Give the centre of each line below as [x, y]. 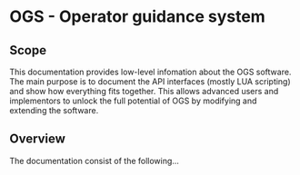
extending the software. [54, 110]
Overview [38, 139]
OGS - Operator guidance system [137, 17]
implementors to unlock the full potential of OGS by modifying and [133, 101]
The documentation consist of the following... [95, 160]
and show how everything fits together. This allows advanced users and [144, 91]
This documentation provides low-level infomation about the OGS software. [150, 72]
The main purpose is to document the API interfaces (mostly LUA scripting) [150, 82]
